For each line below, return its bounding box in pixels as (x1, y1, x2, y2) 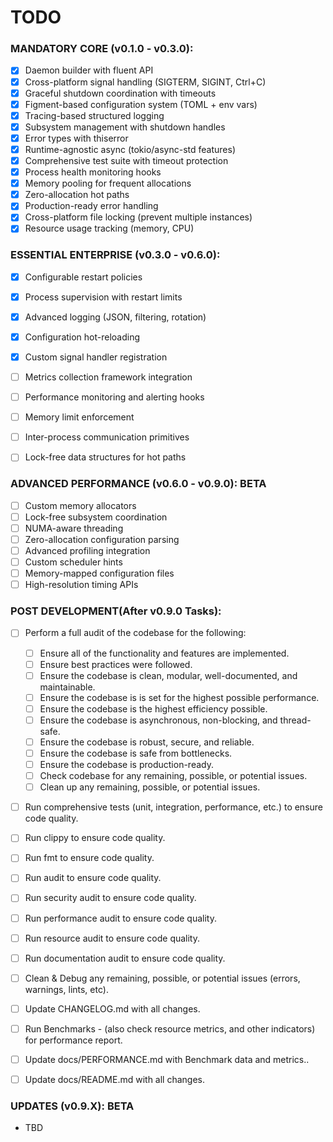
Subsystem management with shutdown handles (24, 121, 226, 133)
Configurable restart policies (24, 271, 143, 283)
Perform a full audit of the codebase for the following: (24, 627, 247, 639)
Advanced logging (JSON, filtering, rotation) (24, 311, 207, 323)
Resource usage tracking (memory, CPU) (24, 222, 195, 235)
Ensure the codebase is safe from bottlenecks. (39, 747, 233, 759)
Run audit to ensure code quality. (24, 872, 162, 884)
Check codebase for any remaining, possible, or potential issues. (39, 770, 308, 782)
